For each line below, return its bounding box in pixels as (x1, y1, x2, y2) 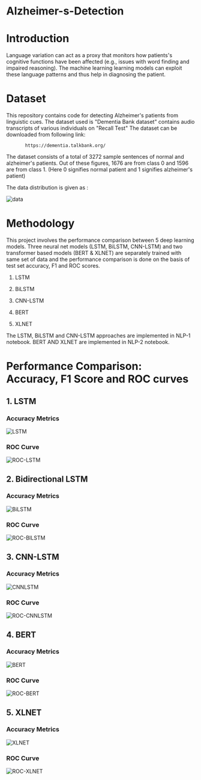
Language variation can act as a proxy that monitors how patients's (6, 52, 173, 59)
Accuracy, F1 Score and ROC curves (6, 372, 189, 386)
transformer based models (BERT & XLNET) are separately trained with (6, 250, 182, 256)
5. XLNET (6, 707, 42, 717)
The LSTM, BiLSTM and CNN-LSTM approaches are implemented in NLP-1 (6, 332, 191, 339)
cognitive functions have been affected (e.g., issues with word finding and (6, 58, 190, 66)
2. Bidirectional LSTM (6, 474, 88, 484)
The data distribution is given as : (6, 184, 89, 191)
